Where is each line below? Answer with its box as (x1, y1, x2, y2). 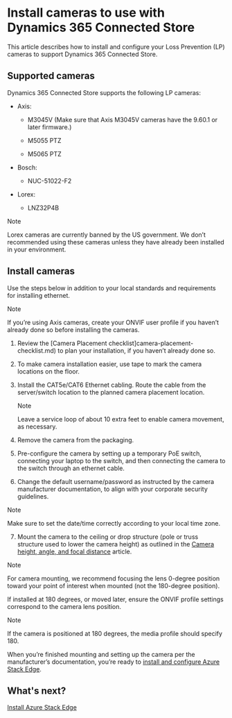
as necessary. (17, 422, 57, 431)
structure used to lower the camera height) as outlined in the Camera (17, 540, 215, 548)
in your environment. (7, 245, 66, 253)
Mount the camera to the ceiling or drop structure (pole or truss (17, 533, 199, 541)
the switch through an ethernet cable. (17, 464, 125, 472)
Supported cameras (7, 70, 95, 82)
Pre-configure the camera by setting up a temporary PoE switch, (17, 449, 202, 458)
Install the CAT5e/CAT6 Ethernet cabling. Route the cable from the (17, 381, 206, 389)
